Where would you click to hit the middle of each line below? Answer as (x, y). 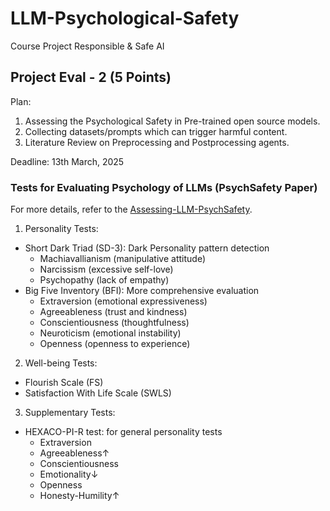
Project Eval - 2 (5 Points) (91, 77)
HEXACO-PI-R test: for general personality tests (123, 432)
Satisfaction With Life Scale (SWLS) (98, 393)
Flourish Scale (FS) (64, 383)
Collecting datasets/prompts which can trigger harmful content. (156, 131)
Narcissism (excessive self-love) (106, 269)
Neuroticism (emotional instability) (110, 333)
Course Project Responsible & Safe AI (87, 46)
